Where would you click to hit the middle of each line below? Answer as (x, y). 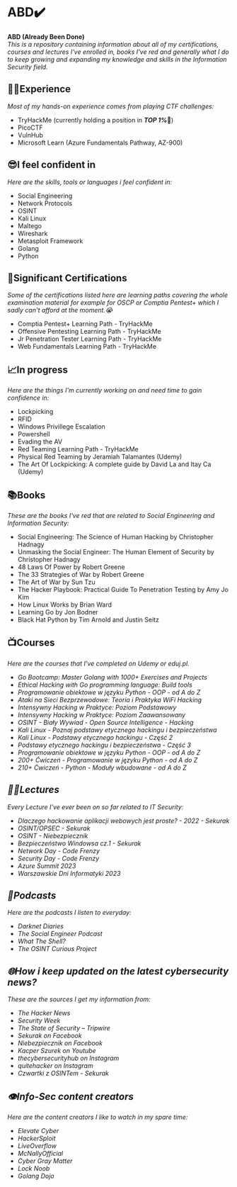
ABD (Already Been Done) (46, 36)
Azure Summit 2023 (47, 866)
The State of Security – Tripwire (64, 1028)
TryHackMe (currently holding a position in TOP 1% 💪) (96, 120)
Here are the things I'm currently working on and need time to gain (105, 390)
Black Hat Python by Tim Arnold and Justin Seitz (88, 620)
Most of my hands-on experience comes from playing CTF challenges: (111, 106)
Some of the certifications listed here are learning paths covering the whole (118, 295)
